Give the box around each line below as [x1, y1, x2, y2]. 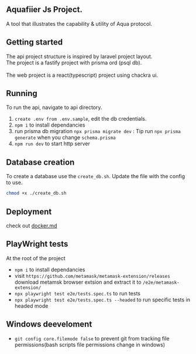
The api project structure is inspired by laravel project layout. [6, 53, 153, 60]
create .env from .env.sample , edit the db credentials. [14, 115, 147, 122]
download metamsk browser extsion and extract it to [14, 278, 142, 285]
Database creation [6, 157, 75, 167]
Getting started [6, 38, 63, 47]
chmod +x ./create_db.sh [6, 190, 67, 196]
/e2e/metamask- [142, 280, 180, 285]
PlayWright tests [6, 239, 68, 249]
